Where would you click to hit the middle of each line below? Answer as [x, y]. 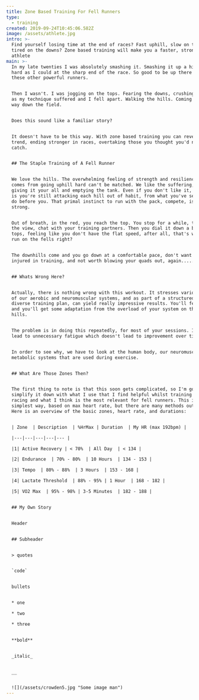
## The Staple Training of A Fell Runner [63, 164]
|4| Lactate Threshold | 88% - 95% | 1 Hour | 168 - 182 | [89, 481]
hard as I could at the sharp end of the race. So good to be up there [102, 72]
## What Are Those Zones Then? [50, 373]
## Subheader [28, 539]
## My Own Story [31, 507]
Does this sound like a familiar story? [62, 120]
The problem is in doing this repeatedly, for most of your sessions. [100, 330]
